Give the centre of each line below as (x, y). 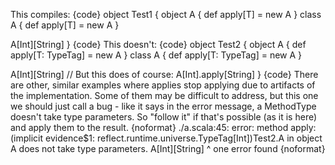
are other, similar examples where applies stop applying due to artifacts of (163, 85)
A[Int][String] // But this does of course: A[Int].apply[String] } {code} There (164, 74)
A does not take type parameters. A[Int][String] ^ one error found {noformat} (168, 148)
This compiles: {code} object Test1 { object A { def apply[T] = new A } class (166, 14)
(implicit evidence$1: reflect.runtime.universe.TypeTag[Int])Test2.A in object (166, 138)
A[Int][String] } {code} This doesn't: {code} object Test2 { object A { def (158, 44)
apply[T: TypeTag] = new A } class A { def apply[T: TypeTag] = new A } (156, 55)
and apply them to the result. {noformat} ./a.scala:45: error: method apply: (163, 127)
